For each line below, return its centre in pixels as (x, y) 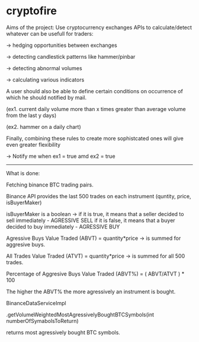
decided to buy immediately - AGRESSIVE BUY (63, 226)
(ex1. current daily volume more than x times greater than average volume (96, 109)
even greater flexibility (33, 144)
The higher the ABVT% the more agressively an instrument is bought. (91, 292)
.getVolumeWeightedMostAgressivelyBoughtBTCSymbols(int (80, 314)
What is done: (23, 173)
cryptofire (32, 11)
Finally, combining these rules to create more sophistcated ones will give (95, 138)
